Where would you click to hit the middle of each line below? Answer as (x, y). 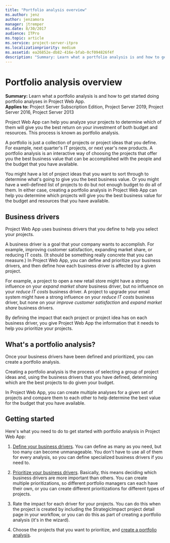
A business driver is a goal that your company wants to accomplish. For (80, 244)
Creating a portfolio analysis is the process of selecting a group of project (82, 372)
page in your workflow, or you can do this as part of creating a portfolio (87, 514)
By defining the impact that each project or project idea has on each (76, 318)
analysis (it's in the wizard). (41, 520)
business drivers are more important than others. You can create (80, 478)
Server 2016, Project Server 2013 (40, 112)
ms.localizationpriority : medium (40, 48)
